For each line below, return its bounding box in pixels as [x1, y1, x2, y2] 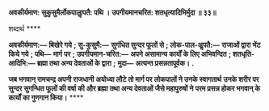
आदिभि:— [8, 58, 36, 68]
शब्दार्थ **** [8, 24, 41, 33]
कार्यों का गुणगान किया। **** [8, 93, 84, 102]
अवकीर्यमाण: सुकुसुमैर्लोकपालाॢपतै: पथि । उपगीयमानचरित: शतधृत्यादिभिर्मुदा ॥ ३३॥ [8, 8, 216, 17]
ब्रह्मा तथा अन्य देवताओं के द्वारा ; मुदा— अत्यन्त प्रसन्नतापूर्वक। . [36, 58, 195, 68]
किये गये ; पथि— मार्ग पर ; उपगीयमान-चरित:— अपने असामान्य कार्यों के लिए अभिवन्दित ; [8, 49, 232, 58]
